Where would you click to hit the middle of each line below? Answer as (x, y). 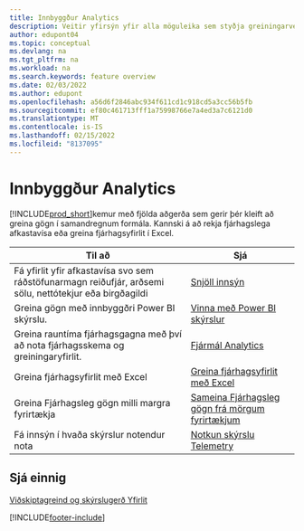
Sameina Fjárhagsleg (235, 397)
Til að (98, 255)
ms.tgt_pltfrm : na (44, 60)
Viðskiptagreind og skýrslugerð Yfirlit (78, 499)
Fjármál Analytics (227, 345)
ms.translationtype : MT (54, 119)
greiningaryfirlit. (48, 356)
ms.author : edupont (46, 93)
